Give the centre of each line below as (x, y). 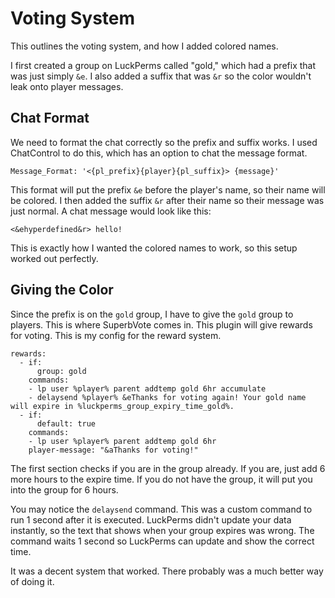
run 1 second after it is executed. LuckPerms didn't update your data (151, 519)
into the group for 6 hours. (64, 489)
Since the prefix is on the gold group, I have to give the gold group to (152, 314)
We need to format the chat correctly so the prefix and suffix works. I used (164, 142)
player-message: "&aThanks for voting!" (113, 450)
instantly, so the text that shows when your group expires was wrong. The (162, 530)
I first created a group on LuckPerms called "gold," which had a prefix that (163, 65)
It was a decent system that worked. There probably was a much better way (167, 571)
